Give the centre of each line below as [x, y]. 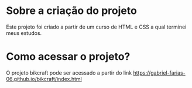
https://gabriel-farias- [159, 73]
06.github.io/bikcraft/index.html [44, 79]
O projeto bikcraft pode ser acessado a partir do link [69, 73]
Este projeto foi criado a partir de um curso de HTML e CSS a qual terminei [96, 27]
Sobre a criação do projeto [72, 11]
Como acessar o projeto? [68, 57]
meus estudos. [24, 33]
